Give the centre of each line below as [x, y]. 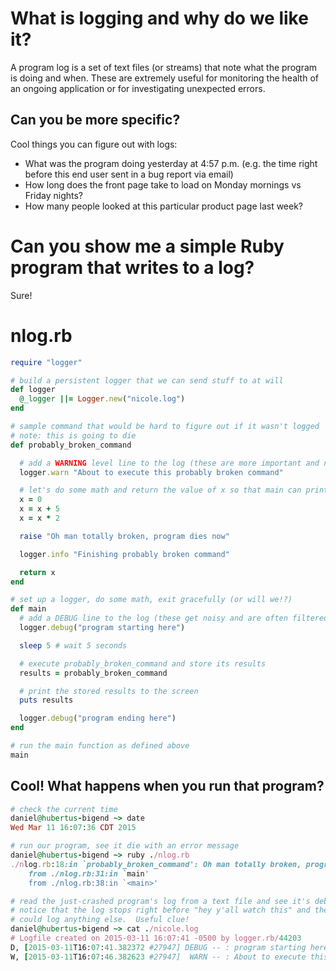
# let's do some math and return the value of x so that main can [160, 490]
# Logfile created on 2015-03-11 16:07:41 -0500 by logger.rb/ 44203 [156, 938]
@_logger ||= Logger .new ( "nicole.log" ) [102, 399]
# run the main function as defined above [100, 746]
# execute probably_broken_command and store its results [143, 663]
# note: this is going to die [73, 435]
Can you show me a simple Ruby [147, 246]
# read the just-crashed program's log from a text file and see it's [160, 901]
